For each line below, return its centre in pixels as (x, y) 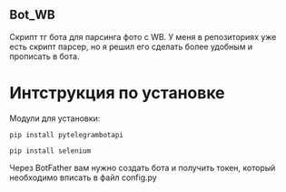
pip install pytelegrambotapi (67, 135)
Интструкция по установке (117, 93)
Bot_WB (33, 15)
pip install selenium (50, 151)
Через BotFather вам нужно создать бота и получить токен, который (143, 167)
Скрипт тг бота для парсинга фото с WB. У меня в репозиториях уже (143, 36)
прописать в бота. (44, 56)
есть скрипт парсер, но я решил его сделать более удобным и (131, 46)
